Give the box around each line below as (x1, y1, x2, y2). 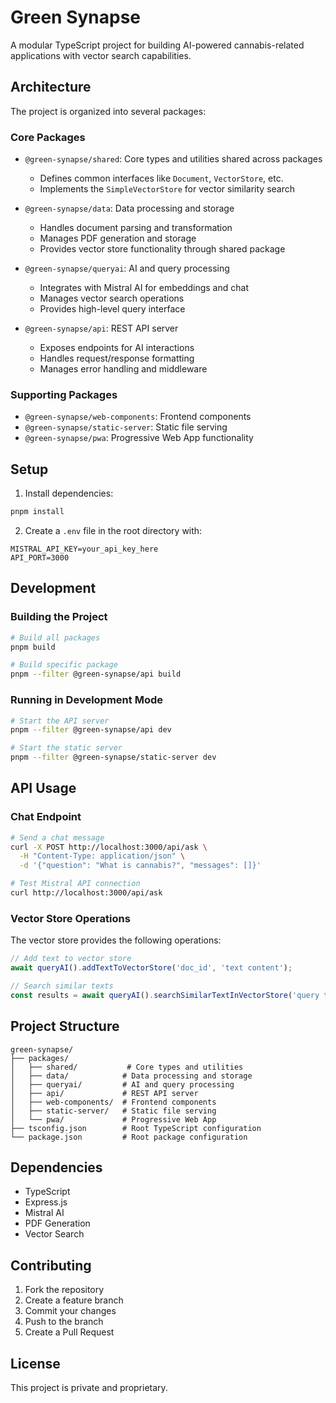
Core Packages (10, 130, 86, 144)
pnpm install (10, 507, 65, 517)
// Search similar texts (10, 981, 114, 991)
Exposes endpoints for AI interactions (39, 342, 195, 354)
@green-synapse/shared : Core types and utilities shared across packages (24, 153, 323, 165)
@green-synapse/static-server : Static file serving (24, 421, 228, 433)
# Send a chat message (10, 832, 105, 843)
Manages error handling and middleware (39, 363, 208, 375)
